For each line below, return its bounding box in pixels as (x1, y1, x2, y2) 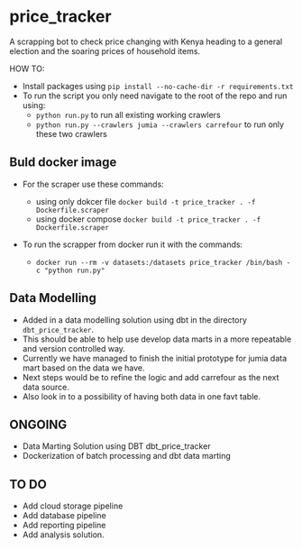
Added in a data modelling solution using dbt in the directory (22, 314, 248, 325)
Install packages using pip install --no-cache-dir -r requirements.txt (22, 80, 294, 91)
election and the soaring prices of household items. (9, 45, 201, 56)
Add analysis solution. (22, 529, 105, 540)
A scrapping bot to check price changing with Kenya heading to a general (9, 36, 283, 47)
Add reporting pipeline (22, 520, 106, 531)
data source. (22, 381, 69, 392)
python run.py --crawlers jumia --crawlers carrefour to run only (35, 119, 285, 130)
